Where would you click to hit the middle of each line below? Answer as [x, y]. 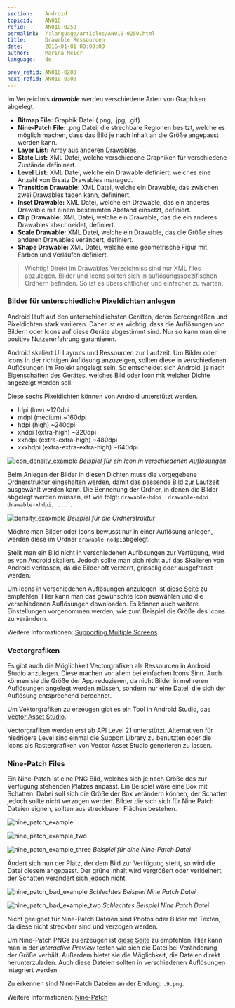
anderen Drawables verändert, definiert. [75, 239]
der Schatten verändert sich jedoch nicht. [67, 878]
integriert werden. [33, 970]
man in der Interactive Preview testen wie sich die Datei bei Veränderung [112, 948]
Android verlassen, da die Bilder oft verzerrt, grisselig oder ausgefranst [110, 568]
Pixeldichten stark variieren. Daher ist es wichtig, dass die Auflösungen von [116, 324]
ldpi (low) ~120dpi [43, 409]
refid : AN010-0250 [42, 27]
